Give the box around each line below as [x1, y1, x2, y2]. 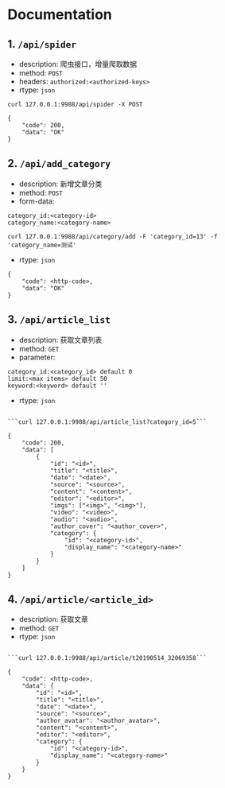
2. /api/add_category [7, 157, 111, 170]
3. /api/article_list [7, 312, 111, 327]
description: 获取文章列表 [18, 335, 103, 344]
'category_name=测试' [7, 241, 77, 249]
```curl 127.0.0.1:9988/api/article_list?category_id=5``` [7, 417, 208, 426]
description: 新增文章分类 [18, 179, 103, 188]
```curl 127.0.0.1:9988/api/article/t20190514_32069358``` [7, 654, 208, 662]
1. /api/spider [7, 37, 77, 51]
